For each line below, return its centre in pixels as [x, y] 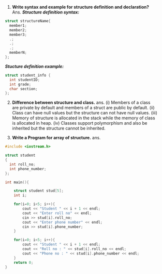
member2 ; [18, 30]
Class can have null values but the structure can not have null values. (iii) [85, 113]
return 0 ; [24, 262]
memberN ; [18, 53]
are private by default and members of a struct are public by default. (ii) [83, 108]
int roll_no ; [22, 164]
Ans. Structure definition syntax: [46, 12]
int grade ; [20, 84]
